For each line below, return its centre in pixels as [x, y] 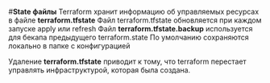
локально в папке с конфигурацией [69, 46]
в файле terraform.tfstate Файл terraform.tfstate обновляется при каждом [135, 20]
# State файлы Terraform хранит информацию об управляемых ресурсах [134, 12]
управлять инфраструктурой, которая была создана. [100, 70]
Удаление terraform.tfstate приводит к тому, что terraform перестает [128, 61]
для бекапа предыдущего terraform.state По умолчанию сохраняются [129, 37]
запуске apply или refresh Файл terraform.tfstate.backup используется [131, 29]
